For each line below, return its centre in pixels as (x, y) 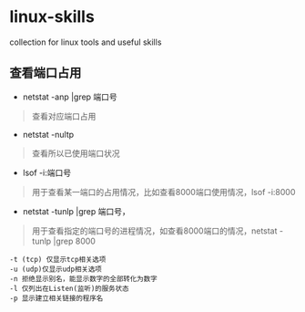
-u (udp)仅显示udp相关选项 (56, 269)
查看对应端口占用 (64, 116)
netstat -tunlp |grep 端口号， (76, 211)
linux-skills (52, 17)
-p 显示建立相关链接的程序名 (56, 298)
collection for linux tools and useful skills (86, 42)
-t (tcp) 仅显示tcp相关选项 (58, 259)
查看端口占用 (46, 73)
